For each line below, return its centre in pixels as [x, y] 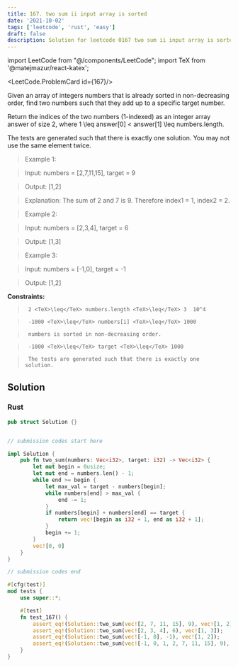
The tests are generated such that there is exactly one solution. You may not [119, 138]
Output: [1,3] [43, 242]
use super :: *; [41, 598]
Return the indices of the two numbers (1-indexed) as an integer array [109, 117]
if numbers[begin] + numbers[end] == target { [115, 513]
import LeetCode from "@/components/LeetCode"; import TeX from [106, 60]
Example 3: [41, 255]
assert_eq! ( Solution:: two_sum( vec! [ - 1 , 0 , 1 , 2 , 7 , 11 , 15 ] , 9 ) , [131, 644]
